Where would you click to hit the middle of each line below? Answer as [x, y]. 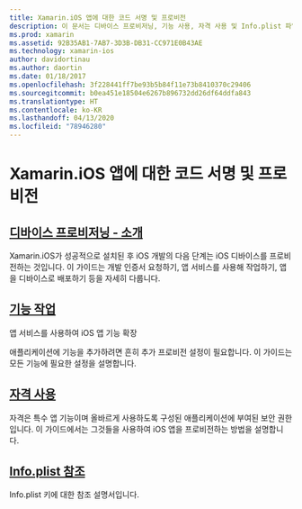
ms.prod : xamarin [42, 34]
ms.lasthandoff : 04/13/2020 [62, 118]
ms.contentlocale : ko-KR [56, 110]
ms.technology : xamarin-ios [62, 51]
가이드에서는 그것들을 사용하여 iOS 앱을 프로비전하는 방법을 [149, 429]
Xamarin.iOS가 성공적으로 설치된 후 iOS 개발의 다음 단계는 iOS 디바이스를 [138, 256]
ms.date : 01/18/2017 [48, 77]
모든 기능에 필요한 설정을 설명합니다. [73, 363]
